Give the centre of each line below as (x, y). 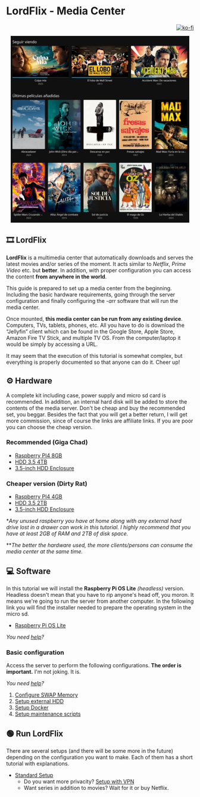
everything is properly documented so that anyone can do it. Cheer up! (93, 362)
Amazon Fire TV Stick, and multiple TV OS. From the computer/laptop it (93, 338)
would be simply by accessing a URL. (52, 344)
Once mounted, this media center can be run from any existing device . (94, 318)
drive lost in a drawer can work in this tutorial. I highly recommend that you (99, 528)
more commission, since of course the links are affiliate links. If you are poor (100, 421)
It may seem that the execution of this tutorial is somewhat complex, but (94, 355)
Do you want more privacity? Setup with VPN (79, 781)
